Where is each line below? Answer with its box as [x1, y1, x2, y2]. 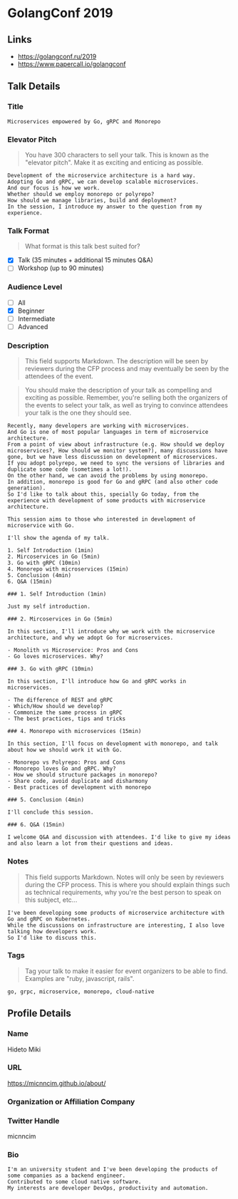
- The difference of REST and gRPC [7, 697, 113, 704]
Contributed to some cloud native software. [7, 1178, 142, 1185]
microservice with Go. [7, 522, 75, 529]
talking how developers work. [7, 928, 98, 935]
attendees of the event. [24, 372, 94, 380]
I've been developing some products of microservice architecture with [7, 909, 224, 916]
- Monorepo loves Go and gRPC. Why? [7, 765, 116, 772]
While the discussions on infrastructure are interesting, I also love [7, 921, 224, 929]
